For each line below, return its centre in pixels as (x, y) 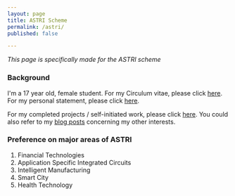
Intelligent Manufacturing (54, 170)
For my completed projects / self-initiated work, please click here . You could (118, 114)
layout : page (26, 14)
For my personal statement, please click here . (73, 100)
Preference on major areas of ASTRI (70, 140)
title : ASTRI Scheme (38, 20)
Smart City (33, 177)
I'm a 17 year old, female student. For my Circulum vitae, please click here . (115, 93)
